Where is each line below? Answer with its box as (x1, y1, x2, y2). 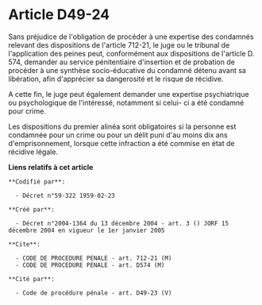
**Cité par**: (8, 275, 56, 283)
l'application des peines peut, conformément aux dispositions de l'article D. (8, 48, 255, 58)
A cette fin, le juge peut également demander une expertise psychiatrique (8, 89, 249, 98)
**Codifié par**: (8, 177, 66, 186)
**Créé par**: (8, 205, 56, 214)
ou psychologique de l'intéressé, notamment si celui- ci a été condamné (8, 98, 245, 107)
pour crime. (8, 106, 46, 116)
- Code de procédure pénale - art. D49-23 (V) (15, 288, 172, 297)
